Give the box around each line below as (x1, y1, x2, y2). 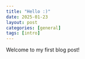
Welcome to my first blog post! (6, 46, 80, 53)
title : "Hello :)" (6, 8, 51, 15)
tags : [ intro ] (6, 30, 41, 36)
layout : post (6, 19, 38, 25)
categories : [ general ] (6, 25, 61, 31)
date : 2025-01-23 (6, 14, 48, 20)
